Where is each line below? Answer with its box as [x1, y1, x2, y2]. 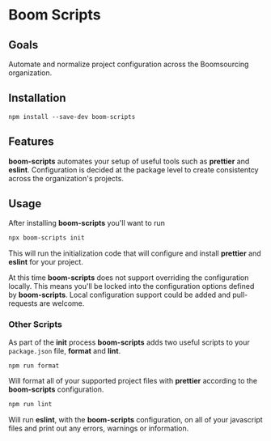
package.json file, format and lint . [8, 346, 121, 355]
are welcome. [39, 299, 85, 308]
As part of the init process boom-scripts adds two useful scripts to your [8, 337, 251, 347]
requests [8, 299, 38, 308]
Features [8, 135, 54, 149]
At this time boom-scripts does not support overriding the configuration [8, 273, 249, 282]
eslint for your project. [8, 257, 83, 267]
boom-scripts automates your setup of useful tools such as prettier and [8, 156, 250, 166]
